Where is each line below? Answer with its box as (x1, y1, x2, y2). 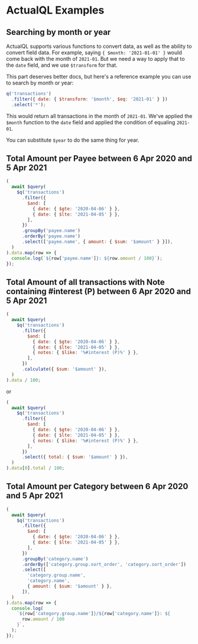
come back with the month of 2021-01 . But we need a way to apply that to (6, 56, 185, 62)
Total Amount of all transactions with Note (6, 277, 165, 287)
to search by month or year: (6, 79, 74, 86)
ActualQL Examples (6, 4, 105, 17)
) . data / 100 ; (6, 377, 41, 383)
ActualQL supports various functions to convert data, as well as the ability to (6, 43, 192, 50)
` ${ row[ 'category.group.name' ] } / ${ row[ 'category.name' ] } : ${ (17, 611, 170, 617)
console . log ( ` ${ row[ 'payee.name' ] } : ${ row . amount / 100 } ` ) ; (11, 255, 163, 261)
